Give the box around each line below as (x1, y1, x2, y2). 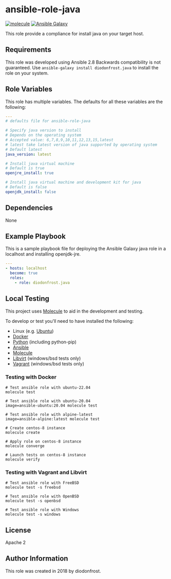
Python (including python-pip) (12, 339, 77, 345)
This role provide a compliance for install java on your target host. (5, 30, 144, 36)
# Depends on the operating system (5, 132, 82, 138)
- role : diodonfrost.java (14, 280, 70, 285)
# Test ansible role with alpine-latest (5, 412, 93, 417)
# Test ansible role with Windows (5, 507, 80, 513)
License (5, 526, 31, 534)
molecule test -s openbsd (5, 498, 61, 504)
